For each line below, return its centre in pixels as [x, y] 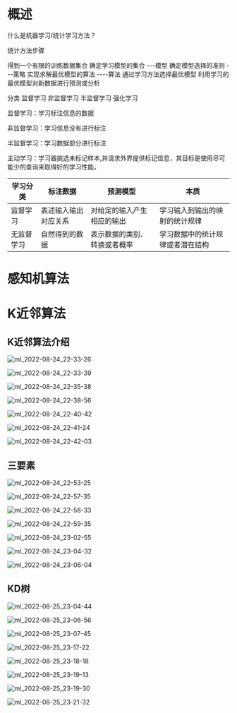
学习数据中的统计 [188, 234]
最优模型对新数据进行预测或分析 [54, 83]
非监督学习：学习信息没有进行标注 [57, 128]
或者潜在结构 [188, 244]
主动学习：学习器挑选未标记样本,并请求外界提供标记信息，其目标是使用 [110, 158]
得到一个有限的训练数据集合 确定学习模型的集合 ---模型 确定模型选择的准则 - [119, 65]
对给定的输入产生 [119, 210]
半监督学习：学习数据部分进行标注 [57, 143]
